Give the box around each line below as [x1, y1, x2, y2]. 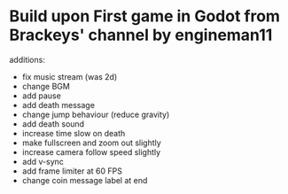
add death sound [21, 118, 85, 129]
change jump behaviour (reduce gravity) [21, 109, 170, 120]
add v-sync [21, 156, 65, 167]
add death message [21, 99, 96, 110]
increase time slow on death [21, 128, 126, 138]
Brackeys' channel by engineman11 [9, 25, 273, 45]
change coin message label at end [21, 175, 148, 185]
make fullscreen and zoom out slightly [21, 137, 161, 148]
